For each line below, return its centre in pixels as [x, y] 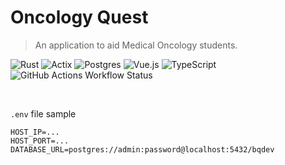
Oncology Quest [79, 17]
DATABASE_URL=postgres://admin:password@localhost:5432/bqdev [142, 149]
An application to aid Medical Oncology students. [136, 45]
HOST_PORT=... [40, 141]
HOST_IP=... [35, 132]
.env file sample [43, 113]
